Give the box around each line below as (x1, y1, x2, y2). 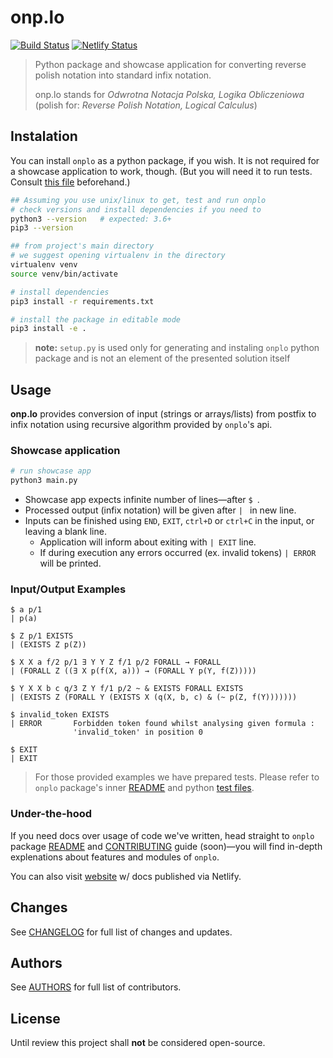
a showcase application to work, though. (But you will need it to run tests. (10, 165, 313, 177)
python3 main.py (10, 476, 78, 486)
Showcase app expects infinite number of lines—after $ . (24, 494, 260, 506)
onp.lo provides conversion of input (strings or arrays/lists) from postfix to (10, 408, 317, 420)
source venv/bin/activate (10, 269, 118, 279)
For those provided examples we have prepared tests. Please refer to (34, 771, 320, 783)
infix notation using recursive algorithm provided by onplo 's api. (10, 419, 273, 431)
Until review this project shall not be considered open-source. (10, 1037, 266, 1049)
